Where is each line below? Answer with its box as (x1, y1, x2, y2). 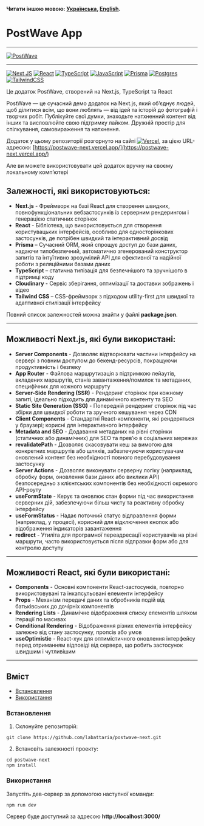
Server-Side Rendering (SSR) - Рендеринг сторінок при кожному (15, 389, 183, 396)
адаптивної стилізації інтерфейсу (15, 299, 101, 306)
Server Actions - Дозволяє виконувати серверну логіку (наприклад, (15, 466, 193, 473)
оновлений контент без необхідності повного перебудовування (15, 453, 181, 461)
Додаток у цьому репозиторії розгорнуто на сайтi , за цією (6, 137, 182, 145)
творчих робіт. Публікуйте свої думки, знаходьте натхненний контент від (6, 112, 196, 120)
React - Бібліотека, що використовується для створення (15, 221, 162, 229)
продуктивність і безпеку (15, 363, 81, 370)
